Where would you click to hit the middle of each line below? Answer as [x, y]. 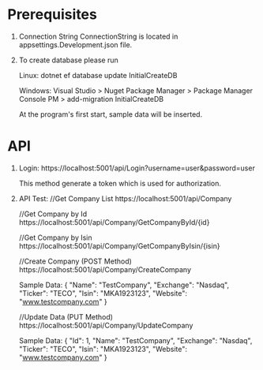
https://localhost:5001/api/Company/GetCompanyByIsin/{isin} [119, 245]
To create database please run [69, 60]
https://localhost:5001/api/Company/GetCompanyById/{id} [114, 222]
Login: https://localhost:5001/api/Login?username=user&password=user [137, 168]
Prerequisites [53, 15]
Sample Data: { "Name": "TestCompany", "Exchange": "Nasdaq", [124, 285]
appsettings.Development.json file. [75, 44]
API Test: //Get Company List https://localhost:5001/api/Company [125, 198]
